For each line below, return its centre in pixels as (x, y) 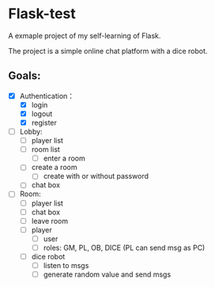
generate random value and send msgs (107, 274)
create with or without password (96, 176)
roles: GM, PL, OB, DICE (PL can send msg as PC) (124, 247)
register (44, 123)
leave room (50, 221)
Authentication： (47, 96)
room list (46, 149)
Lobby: (31, 132)
